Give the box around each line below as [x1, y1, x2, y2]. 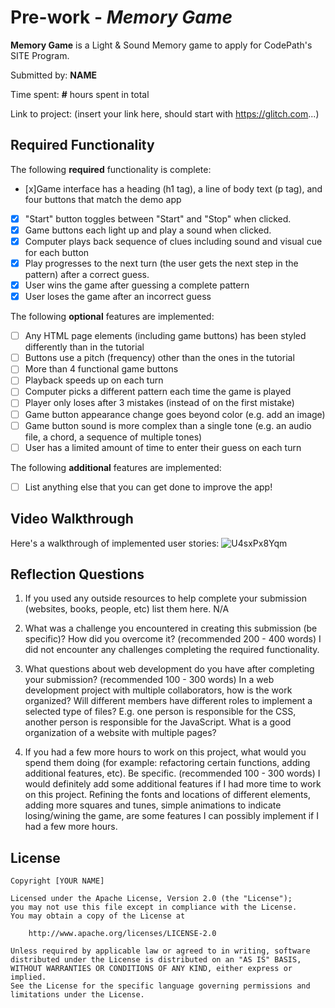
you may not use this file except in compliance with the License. [10, 902, 298, 913]
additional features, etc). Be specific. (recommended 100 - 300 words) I [24, 767, 321, 780]
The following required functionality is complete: [10, 163, 212, 175]
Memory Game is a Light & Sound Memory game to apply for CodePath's [10, 39, 313, 51]
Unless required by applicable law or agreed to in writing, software [10, 946, 311, 956]
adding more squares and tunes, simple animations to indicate [24, 799, 282, 811]
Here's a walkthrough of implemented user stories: [10, 537, 220, 549]
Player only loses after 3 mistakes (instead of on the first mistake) [24, 397, 295, 409]
